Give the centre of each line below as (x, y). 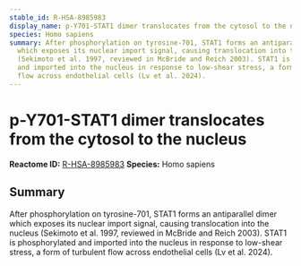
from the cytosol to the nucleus (128, 139)
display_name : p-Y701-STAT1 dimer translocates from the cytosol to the (148, 26)
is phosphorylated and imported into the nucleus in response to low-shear (146, 242)
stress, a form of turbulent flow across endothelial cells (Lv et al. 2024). (141, 252)
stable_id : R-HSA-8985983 (57, 17)
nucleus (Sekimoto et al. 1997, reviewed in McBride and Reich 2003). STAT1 (148, 233)
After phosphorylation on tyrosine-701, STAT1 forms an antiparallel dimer (143, 214)
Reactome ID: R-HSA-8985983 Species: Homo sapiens (112, 164)
